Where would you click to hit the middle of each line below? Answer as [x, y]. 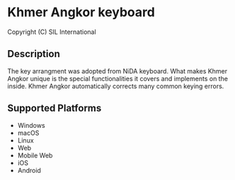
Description [34, 54]
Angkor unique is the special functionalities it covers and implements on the [118, 78]
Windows [31, 125]
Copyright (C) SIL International [52, 32]
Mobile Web [35, 155]
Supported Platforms [55, 108]
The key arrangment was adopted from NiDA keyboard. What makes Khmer [117, 71]
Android [29, 170]
